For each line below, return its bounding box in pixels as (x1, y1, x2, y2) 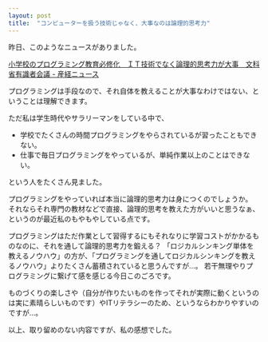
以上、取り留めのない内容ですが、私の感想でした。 (8, 324, 176, 334)
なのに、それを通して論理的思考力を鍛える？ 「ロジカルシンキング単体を (14, 241, 254, 250)
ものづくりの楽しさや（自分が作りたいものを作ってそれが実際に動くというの (8, 288, 259, 297)
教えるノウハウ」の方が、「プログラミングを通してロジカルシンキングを (8, 251, 242, 260)
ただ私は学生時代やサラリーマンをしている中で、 (8, 113, 169, 122)
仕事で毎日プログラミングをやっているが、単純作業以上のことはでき (19, 149, 243, 160)
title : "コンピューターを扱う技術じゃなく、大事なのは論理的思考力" (8, 19, 211, 27)
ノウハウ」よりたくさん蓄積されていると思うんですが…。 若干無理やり (14, 260, 246, 270)
